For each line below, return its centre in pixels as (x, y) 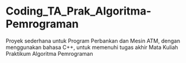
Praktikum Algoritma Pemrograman (49, 53)
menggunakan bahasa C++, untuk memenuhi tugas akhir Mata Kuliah (92, 47)
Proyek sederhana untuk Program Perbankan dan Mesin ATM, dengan (93, 41)
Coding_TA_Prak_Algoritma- (78, 11)
